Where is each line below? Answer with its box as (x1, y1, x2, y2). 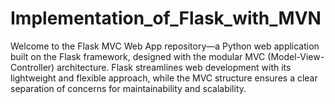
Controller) (10, 61, 55, 73)
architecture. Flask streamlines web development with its (56, 61, 292, 73)
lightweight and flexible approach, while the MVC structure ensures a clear (10, 72, 318, 84)
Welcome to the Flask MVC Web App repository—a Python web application (10, 40, 320, 52)
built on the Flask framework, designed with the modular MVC (10, 50, 266, 62)
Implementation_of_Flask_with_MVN (10, 7, 322, 30)
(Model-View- (267, 50, 325, 62)
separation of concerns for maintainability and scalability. (10, 82, 247, 94)
